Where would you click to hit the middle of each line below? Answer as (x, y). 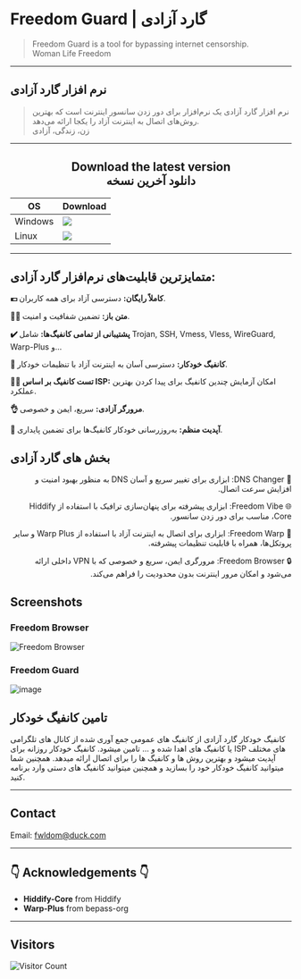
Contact (33, 814)
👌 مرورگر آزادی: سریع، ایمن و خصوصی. (78, 409)
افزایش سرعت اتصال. (255, 489)
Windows (34, 221)
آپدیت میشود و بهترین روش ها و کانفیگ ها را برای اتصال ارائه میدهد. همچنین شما (143, 758)
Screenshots (46, 602)
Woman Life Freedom (71, 53)
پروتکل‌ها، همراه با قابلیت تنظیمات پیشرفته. (220, 543)
